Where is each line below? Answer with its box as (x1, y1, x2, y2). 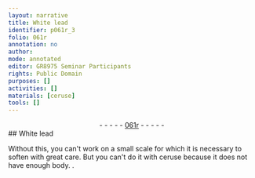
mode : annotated (8, 56, 61, 64)
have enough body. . (8, 161, 75, 170)
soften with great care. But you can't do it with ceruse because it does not (8, 152, 248, 162)
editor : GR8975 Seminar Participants (8, 63, 132, 71)
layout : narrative (8, 11, 68, 20)
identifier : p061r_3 (8, 26, 76, 34)
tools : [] (8, 99, 41, 107)
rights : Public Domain (8, 70, 82, 78)
